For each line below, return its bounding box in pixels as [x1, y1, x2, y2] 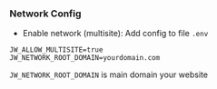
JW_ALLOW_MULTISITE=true [9, 45, 104, 54]
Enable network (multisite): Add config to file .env [22, 28, 209, 39]
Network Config [9, 7, 82, 20]
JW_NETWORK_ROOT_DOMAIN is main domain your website [9, 69, 209, 80]
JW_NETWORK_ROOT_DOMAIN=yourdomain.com [9, 54, 161, 63]
